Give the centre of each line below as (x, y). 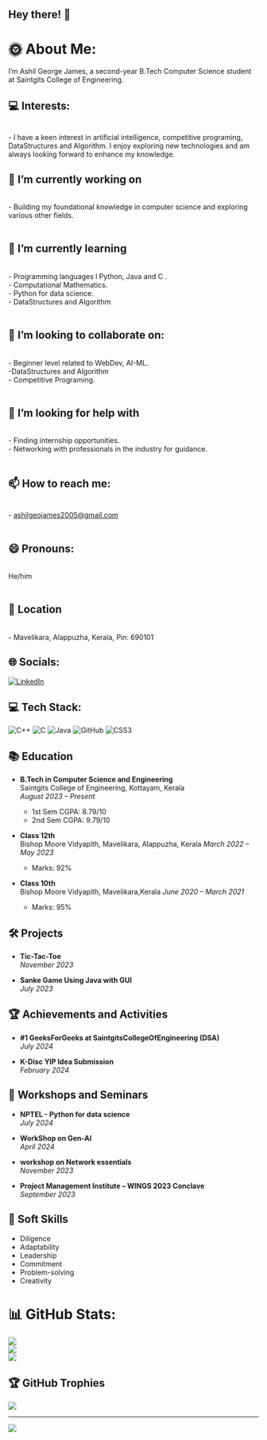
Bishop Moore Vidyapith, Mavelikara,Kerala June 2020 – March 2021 (132, 892)
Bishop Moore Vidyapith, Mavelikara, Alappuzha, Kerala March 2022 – (134, 844)
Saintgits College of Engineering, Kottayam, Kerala (102, 788)
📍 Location (35, 609)
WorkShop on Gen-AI (56, 1138)
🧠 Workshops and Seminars (78, 1095)
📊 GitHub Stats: (62, 1314)
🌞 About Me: (52, 49)
